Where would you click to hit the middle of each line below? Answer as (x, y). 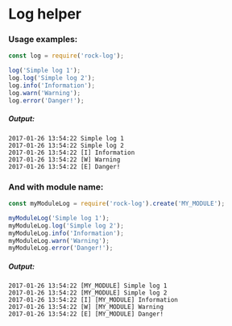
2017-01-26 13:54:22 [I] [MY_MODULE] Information (93, 300)
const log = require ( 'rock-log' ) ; (66, 56)
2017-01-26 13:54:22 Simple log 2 (66, 145)
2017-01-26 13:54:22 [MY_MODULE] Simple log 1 (88, 286)
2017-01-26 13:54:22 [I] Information (72, 153)
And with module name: (56, 186)
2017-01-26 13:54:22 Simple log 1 (66, 138)
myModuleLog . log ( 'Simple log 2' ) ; (66, 226)
